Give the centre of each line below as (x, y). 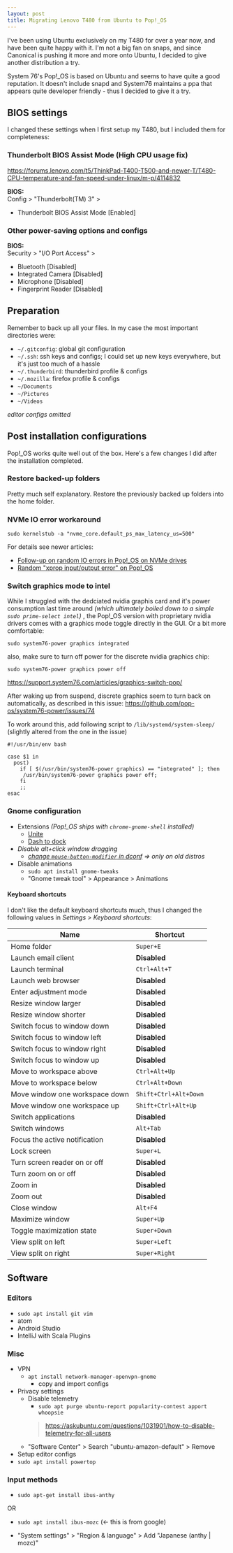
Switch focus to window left (56, 1037)
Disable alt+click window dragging (67, 849)
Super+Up (150, 1219)
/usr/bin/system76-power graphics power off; (90, 775)
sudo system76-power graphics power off (67, 670)
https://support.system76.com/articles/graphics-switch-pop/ (95, 682)
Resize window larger (46, 1003)
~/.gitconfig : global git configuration (71, 349)
